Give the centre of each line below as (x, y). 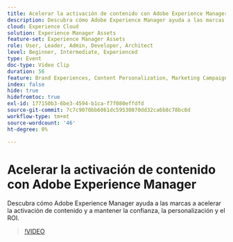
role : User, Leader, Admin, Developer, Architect (80, 46)
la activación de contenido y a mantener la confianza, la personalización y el (116, 211)
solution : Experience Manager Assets (62, 33)
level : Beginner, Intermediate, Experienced (72, 53)
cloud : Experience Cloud (43, 26)
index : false (26, 84)
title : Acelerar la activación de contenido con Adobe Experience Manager (118, 13)
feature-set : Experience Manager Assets (67, 39)
